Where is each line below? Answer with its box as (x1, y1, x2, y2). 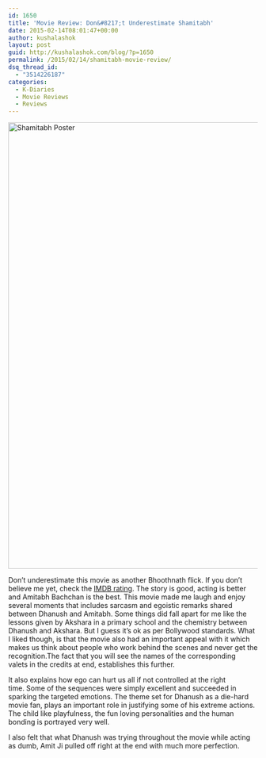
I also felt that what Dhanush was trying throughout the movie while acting (8, 733, 251, 742)
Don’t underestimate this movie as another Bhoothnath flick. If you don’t (8, 575, 243, 585)
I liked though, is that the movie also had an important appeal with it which (8, 634, 251, 644)
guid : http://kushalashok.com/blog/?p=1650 (8, 48, 154, 56)
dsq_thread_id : (8, 63, 59, 71)
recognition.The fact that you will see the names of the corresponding (8, 652, 236, 661)
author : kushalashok (8, 33, 77, 42)
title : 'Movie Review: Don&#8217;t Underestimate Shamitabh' (8, 19, 215, 27)
